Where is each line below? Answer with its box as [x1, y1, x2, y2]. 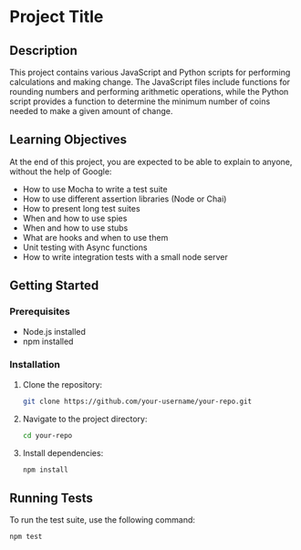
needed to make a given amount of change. [9, 106, 173, 116]
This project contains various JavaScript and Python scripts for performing [9, 67, 291, 78]
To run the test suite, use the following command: [9, 514, 196, 525]
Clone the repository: [22, 379, 103, 389]
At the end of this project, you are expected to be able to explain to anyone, [9, 156, 293, 167]
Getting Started [9, 278, 99, 294]
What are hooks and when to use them [22, 232, 169, 243]
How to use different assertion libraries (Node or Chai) [22, 193, 227, 204]
